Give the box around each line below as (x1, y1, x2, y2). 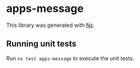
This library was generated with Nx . (6, 21, 95, 29)
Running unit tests (6, 39, 77, 49)
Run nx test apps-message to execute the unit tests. (6, 54, 135, 61)
